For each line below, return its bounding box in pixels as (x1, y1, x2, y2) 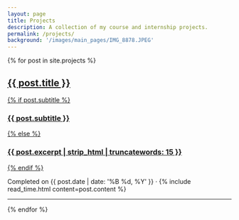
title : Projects (7, 17, 55, 24)
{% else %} (7, 129, 41, 138)
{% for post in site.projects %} (7, 56, 96, 65)
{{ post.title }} (7, 77, 71, 89)
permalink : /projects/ (7, 30, 75, 38)
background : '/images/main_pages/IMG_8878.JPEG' (7, 37, 154, 44)
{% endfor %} (7, 205, 48, 214)
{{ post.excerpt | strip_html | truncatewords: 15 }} (7, 147, 183, 157)
